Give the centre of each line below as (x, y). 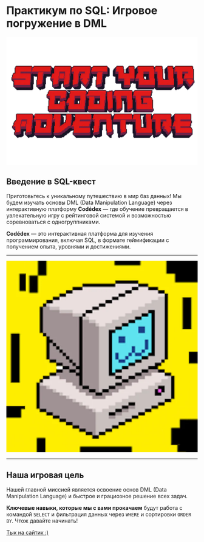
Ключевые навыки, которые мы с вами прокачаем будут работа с (95, 508)
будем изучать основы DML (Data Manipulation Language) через (89, 203)
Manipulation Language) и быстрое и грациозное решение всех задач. (97, 496)
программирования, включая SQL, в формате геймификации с (88, 240)
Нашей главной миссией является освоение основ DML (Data (87, 490)
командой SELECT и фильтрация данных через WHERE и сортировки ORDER (99, 515)
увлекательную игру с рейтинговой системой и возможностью (89, 216)
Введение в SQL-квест (51, 182)
